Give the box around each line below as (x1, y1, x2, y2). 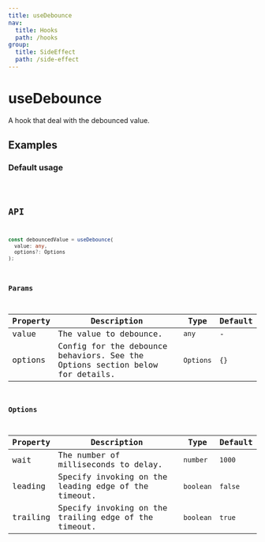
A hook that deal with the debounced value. (8, 115, 150, 125)
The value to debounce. (58, 328, 163, 339)
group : (8, 41, 30, 49)
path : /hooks (15, 33, 58, 42)
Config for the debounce (58, 341, 168, 351)
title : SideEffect (15, 48, 77, 56)
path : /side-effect (15, 56, 80, 64)
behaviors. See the (58, 350, 144, 361)
